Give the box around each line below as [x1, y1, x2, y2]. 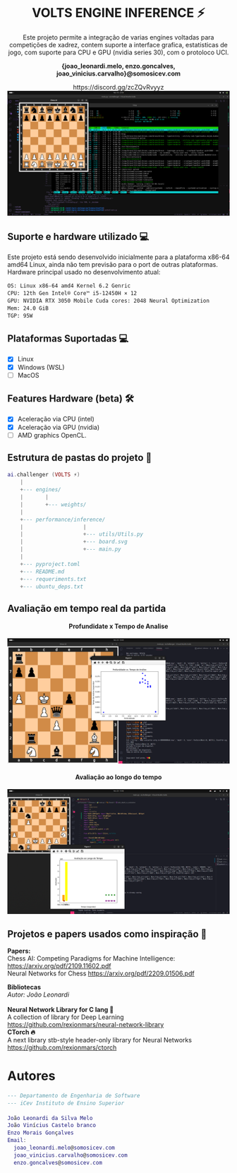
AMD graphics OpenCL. [17, 431, 87, 439]
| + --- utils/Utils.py [20, 531, 143, 538]
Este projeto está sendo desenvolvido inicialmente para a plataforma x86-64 [7, 253, 230, 261]
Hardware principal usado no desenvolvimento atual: [7, 268, 161, 277]
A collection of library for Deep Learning [7, 1013, 125, 1021]
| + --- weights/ [20, 501, 87, 508]
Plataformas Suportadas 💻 [7, 332, 129, 345]
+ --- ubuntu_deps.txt [20, 583, 83, 590]
